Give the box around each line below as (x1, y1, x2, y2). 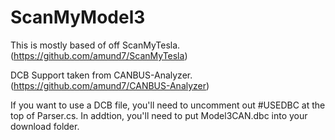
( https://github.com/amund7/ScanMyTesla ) (10, 49, 188, 61)
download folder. (10, 120, 80, 132)
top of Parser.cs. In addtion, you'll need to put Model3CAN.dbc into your (10, 109, 308, 121)
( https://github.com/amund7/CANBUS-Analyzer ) (10, 79, 210, 91)
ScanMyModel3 (10, 6, 146, 29)
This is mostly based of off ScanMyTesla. (10, 39, 181, 51)
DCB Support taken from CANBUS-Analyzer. (10, 69, 193, 81)
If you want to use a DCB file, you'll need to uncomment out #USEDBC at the (10, 99, 326, 111)
